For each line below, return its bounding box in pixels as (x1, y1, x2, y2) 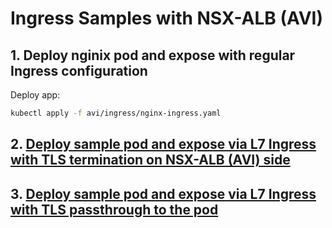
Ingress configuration (10, 62, 148, 79)
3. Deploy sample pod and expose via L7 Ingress (10, 185, 317, 202)
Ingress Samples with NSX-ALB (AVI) (10, 7, 324, 30)
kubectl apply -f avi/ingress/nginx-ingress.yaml (10, 108, 222, 118)
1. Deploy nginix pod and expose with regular (10, 47, 296, 64)
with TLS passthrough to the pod (10, 201, 219, 218)
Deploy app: (10, 89, 61, 101)
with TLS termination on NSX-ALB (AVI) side (10, 152, 291, 169)
